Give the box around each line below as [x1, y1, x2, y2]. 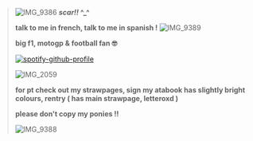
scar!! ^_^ [58, 8, 90, 17]
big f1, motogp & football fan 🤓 [14, 38, 118, 48]
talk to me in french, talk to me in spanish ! [14, 23, 158, 32]
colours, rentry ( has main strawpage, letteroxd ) [14, 94, 179, 103]
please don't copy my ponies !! [14, 109, 119, 119]
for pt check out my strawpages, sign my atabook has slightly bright [14, 85, 246, 95]
